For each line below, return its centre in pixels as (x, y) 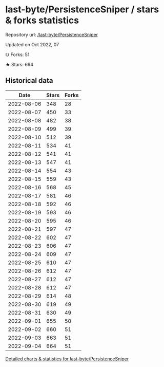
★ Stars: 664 (19, 64)
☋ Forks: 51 (17, 54)
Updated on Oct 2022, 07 (32, 44)
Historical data (29, 81)
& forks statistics (42, 20)
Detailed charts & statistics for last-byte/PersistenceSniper (67, 359)
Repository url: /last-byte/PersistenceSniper (52, 34)
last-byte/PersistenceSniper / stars (82, 10)
